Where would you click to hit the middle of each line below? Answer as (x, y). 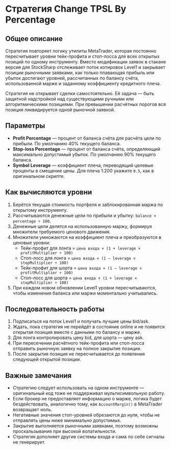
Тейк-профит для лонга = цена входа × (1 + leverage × (80, 248)
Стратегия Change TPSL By (66, 9)
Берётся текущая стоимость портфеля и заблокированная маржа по (88, 205)
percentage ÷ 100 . (32, 221)
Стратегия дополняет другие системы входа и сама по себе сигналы (89, 437)
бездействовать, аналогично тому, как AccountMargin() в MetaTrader (87, 404)
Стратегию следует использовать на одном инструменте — (78, 388)
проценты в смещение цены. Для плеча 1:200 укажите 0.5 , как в (83, 171)
